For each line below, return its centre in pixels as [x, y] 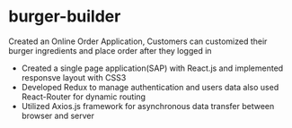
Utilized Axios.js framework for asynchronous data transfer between [148, 106]
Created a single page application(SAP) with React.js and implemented [152, 68]
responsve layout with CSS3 [74, 77]
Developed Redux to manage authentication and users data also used [150, 87]
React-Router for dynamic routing [83, 97]
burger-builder [65, 17]
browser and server [58, 115]
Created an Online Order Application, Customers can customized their [138, 41]
